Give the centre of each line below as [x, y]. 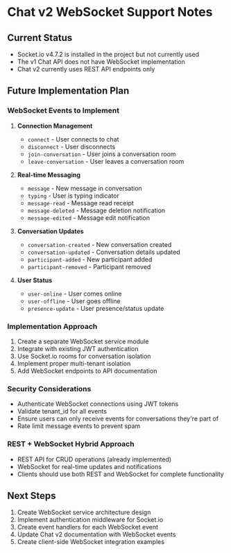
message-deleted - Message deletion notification [96, 210]
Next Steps [32, 496]
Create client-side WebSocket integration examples [91, 542]
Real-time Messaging [49, 175]
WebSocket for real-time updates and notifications [89, 466]
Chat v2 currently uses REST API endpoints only [86, 69]
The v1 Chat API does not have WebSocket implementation [101, 62]
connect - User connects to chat [73, 139]
